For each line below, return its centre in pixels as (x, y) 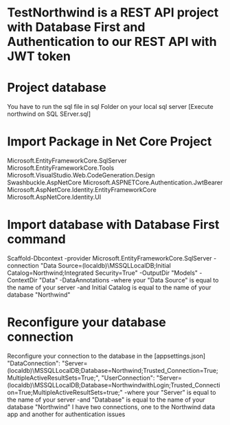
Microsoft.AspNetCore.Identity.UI (54, 197)
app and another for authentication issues (66, 414)
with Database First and (76, 27)
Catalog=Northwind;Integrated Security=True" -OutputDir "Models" (102, 273)
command (37, 240)
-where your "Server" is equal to (170, 392)
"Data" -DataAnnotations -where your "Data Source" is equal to (129, 280)
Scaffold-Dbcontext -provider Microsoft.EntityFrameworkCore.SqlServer (110, 258)
